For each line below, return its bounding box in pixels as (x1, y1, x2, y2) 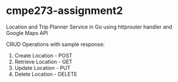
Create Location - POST (14, 52, 73, 59)
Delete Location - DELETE (14, 70, 77, 77)
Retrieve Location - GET (14, 58, 73, 65)
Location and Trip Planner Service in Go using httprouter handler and (6, 23, 173, 30)
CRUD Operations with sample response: (6, 41, 105, 48)
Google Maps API (6, 29, 49, 36)
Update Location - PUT (14, 64, 71, 71)
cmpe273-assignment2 (6, 4, 123, 17)
